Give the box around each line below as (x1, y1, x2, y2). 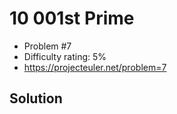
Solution (9, 90, 63, 107)
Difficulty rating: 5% (23, 50, 107, 62)
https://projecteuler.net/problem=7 (23, 61, 167, 73)
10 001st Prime (9, 7, 135, 30)
